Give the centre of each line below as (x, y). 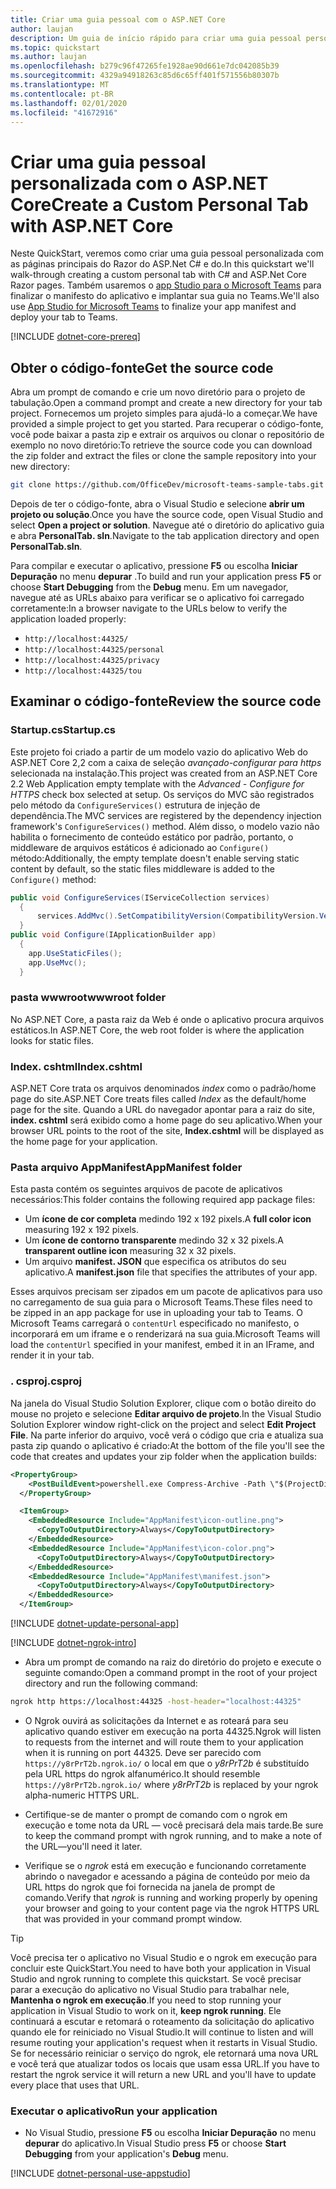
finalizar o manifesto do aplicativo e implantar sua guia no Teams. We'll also (165, 296)
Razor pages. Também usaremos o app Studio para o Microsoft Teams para (166, 285)
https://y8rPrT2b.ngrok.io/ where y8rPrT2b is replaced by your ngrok (171, 1784)
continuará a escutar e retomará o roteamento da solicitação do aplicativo (162, 2021)
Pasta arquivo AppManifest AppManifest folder (126, 1168)
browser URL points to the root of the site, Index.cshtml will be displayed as (167, 1131)
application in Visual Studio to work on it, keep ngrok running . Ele (146, 2010)
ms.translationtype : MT (60, 85)
